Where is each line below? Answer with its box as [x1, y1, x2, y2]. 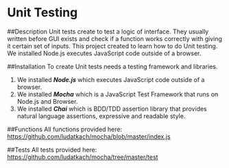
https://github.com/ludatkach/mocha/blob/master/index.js [7, 132, 171, 141]
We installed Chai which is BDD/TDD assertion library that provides [16, 104, 207, 113]
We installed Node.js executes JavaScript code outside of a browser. [7, 49, 202, 57]
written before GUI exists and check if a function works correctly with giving [7, 34, 223, 42]
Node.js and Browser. [16, 97, 78, 105]
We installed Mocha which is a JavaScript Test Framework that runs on [16, 90, 219, 98]
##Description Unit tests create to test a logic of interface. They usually [7, 27, 209, 36]
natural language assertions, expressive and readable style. [16, 111, 186, 120]
